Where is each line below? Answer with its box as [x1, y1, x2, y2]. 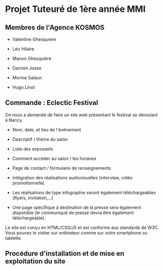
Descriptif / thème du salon [12, 136, 68, 142]
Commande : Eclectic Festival [5, 99, 98, 107]
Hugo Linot [12, 84, 35, 90]
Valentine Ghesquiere [12, 36, 56, 42]
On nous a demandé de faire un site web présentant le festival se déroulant [5, 111, 158, 117]
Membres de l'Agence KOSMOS [5, 23, 105, 32]
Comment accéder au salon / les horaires [12, 155, 96, 162]
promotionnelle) [12, 180, 45, 186]
